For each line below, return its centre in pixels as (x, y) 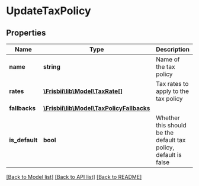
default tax (171, 140)
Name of (168, 59)
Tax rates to (172, 84)
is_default (23, 140)
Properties (26, 33)
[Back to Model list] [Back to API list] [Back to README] (74, 177)
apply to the (173, 91)
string (52, 67)
